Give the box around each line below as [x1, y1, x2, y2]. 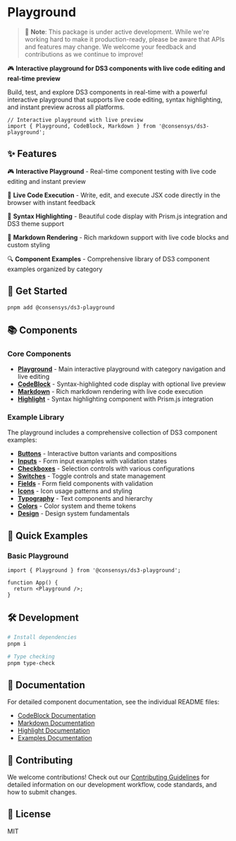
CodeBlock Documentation [17, 711, 97, 720]
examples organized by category [7, 265, 103, 273]
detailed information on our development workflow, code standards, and [7, 780, 217, 789]
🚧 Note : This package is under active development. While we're [24, 27, 210, 36]
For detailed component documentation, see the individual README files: [7, 698, 220, 706]
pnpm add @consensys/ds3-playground [7, 304, 115, 311]
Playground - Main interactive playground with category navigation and [17, 365, 225, 373]
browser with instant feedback [7, 198, 96, 206]
